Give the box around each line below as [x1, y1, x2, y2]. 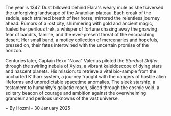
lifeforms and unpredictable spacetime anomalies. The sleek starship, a [5, 79, 156, 85]
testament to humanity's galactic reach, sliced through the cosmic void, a [5, 84, 160, 91]
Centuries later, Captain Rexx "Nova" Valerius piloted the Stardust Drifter [5, 57, 158, 63]
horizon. [5, 48, 23, 53]
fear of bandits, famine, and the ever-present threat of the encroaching [5, 32, 155, 37]
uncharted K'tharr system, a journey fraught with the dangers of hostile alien [5, 74, 166, 79]
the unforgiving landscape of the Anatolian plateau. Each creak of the [5, 10, 152, 16]
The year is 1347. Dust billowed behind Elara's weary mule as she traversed [5, 5, 164, 10]
